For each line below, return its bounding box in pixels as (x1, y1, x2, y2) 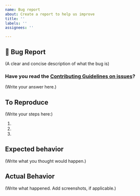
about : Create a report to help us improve (5, 12, 95, 17)
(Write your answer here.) (5, 84, 57, 90)
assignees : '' (5, 25, 34, 30)
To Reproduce (5, 98, 49, 107)
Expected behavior (5, 145, 64, 153)
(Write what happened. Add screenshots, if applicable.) (5, 185, 116, 191)
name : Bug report (5, 7, 40, 12)
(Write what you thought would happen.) (5, 158, 86, 164)
